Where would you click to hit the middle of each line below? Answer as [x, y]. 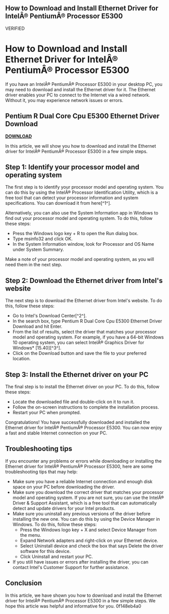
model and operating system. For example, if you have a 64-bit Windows [88, 337]
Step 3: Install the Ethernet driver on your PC [77, 375]
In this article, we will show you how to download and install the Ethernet [81, 146]
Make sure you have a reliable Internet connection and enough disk [82, 481]
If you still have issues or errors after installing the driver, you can [80, 562]
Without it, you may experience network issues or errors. [64, 100]
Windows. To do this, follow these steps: [54, 524]
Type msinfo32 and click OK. [43, 239]
